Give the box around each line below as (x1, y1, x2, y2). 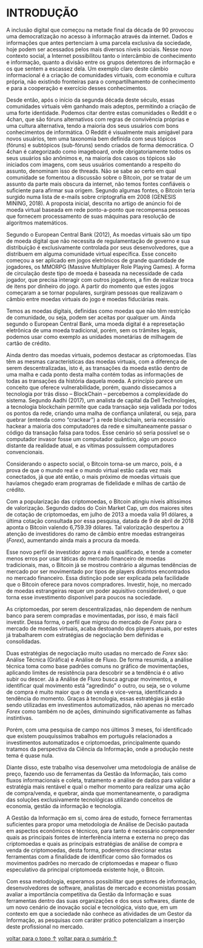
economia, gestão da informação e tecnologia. (6, 802, 122, 809)
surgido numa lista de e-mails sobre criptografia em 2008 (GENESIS (6, 193, 176, 200)
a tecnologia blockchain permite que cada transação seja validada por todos (6, 403, 197, 410)
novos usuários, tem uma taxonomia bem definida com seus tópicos (6, 134, 177, 142)
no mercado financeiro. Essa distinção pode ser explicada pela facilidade (6, 574, 189, 581)
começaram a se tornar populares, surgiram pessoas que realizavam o (6, 289, 183, 296)
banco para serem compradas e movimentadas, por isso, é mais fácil (6, 612, 179, 619)
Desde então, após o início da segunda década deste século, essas (6, 96, 175, 103)
